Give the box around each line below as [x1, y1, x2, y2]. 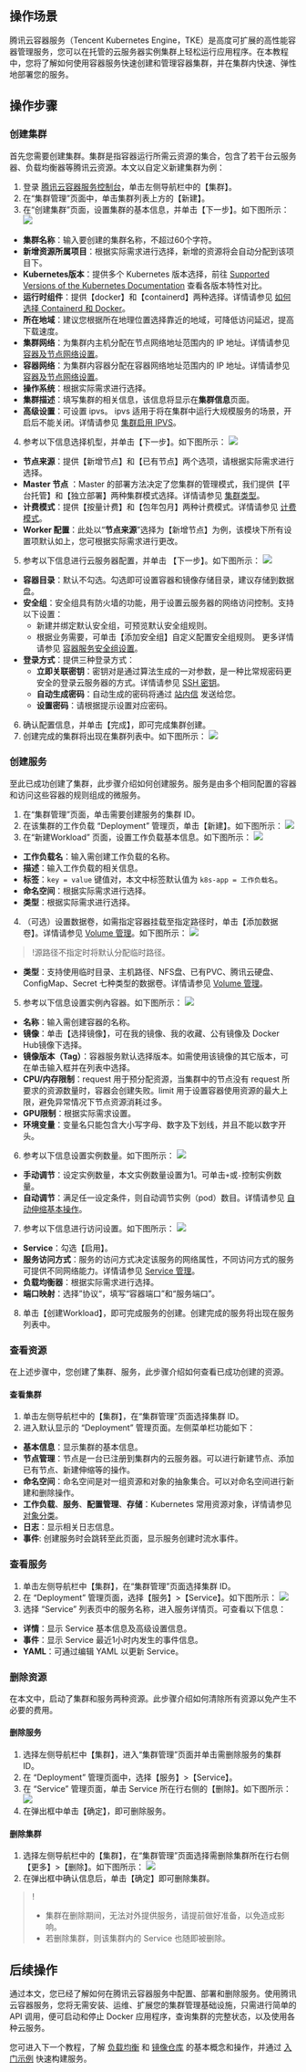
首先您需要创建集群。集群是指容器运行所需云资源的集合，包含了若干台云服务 [9, 150, 297, 162]
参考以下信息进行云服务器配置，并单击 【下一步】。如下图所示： [22, 555, 261, 566]
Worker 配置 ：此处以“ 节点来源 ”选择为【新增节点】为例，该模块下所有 [22, 524, 284, 535]
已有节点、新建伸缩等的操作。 [22, 1464, 135, 1476]
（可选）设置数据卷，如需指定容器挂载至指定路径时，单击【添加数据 [22, 916, 279, 926]
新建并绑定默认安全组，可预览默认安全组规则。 [36, 620, 212, 631]
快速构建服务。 [35, 2053, 92, 2065]
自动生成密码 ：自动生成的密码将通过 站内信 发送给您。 [36, 688, 241, 699]
